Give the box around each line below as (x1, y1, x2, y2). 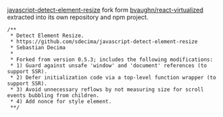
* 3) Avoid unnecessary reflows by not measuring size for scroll (10, 86, 204, 93)
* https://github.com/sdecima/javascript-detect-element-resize (10, 38, 198, 45)
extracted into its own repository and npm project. (7, 13, 149, 21)
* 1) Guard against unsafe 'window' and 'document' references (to (10, 62, 207, 69)
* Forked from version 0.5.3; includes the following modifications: (10, 56, 213, 63)
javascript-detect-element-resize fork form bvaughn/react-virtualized (7, 6, 204, 14)
